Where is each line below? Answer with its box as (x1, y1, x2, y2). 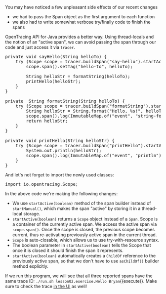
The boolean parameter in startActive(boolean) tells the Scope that (12, 242, 152, 248)
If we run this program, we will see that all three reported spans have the (5, 273, 153, 279)
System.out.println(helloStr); (26, 148, 102, 153)
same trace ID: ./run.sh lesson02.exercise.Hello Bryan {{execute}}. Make (5, 278, 157, 284)
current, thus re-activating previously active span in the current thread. (12, 232, 157, 238)
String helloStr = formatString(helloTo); (26, 74, 130, 79)
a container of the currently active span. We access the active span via (12, 221, 157, 227)
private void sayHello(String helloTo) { (5, 54, 107, 59)
